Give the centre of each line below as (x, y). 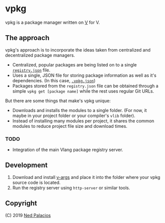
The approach (27, 38)
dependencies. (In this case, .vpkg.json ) (54, 80)
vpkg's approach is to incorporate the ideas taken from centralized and (78, 50)
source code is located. (36, 182)
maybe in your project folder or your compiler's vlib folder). (74, 115)
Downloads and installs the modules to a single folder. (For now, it (80, 110)
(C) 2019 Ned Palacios (28, 215)
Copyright (21, 203)
